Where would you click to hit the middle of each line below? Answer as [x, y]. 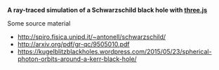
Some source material [39, 23]
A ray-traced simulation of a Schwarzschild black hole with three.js [107, 10]
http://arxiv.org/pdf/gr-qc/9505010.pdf [73, 44]
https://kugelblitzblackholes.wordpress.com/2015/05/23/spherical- [114, 52]
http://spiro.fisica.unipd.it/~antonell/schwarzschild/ [92, 37]
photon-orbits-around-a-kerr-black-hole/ [77, 59]
